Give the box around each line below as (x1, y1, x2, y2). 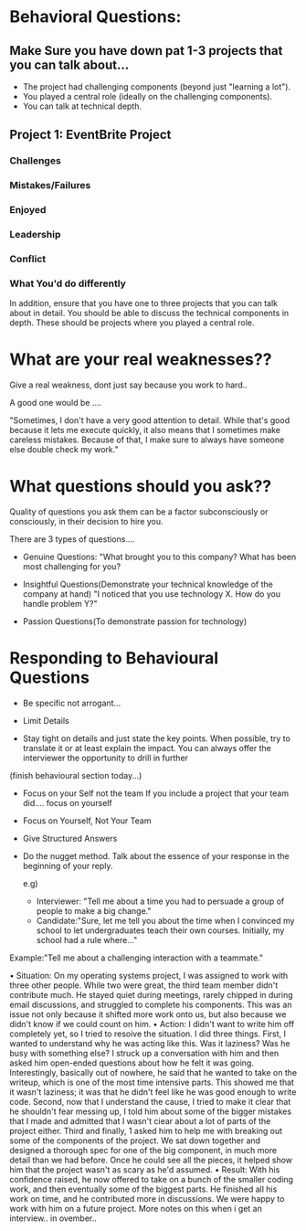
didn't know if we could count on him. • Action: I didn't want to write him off (9, 1019, 295, 1030)
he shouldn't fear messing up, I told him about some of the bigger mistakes (9, 1106, 292, 1117)
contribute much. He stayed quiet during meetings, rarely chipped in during (9, 990, 294, 1001)
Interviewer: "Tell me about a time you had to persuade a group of (36, 896, 285, 907)
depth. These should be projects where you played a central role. (9, 317, 255, 328)
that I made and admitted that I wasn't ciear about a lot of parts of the (9, 1116, 271, 1127)
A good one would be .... (9, 398, 102, 409)
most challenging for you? (22, 561, 121, 572)
